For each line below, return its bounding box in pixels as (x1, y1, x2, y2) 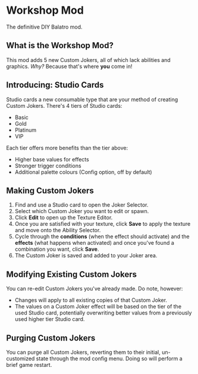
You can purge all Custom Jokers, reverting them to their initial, (6, 349, 161, 356)
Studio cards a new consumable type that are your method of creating (6, 96, 178, 103)
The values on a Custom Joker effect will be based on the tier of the (14, 303, 182, 310)
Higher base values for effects (14, 155, 89, 163)
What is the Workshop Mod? (6, 40, 114, 51)
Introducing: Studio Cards (6, 80, 104, 90)
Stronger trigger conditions (14, 162, 81, 169)
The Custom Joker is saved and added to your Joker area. (14, 252, 158, 259)
